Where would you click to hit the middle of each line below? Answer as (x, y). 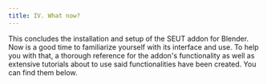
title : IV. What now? (44, 16)
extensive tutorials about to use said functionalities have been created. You (132, 64)
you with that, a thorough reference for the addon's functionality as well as (131, 55)
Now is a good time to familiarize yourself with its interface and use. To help (133, 47)
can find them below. (43, 72)
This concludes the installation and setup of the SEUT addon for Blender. (129, 38)
